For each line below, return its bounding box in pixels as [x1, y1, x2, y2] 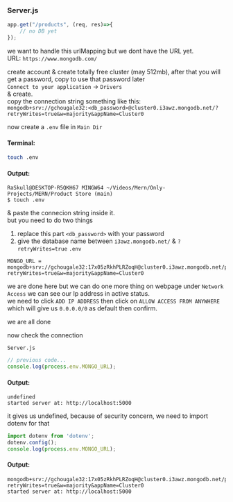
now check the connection [7, 331, 83, 340]
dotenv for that [7, 419, 50, 428]
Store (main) [75, 190, 113, 198]
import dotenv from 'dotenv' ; [7, 433, 95, 440]
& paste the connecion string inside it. [7, 209, 116, 217]
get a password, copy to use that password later [7, 75, 146, 83]
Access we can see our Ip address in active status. [7, 290, 150, 298]
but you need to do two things [7, 216, 94, 224]
